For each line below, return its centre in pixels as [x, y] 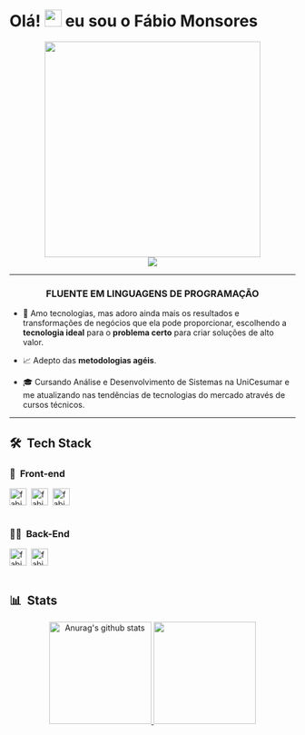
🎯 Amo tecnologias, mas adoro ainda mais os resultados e [131, 313]
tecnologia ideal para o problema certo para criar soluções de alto [148, 333]
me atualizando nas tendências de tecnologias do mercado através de [154, 395]
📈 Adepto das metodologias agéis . [89, 361]
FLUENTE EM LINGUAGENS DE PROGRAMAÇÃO [152, 293]
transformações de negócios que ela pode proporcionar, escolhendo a [155, 323]
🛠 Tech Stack [51, 443]
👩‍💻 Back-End [39, 533]
